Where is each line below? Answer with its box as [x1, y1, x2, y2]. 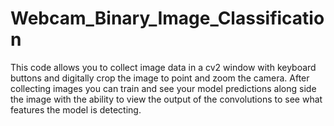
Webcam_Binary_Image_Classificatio [10, 7, 325, 30]
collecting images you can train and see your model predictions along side [10, 82, 317, 94]
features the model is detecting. [10, 103, 142, 116]
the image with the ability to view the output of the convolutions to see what [10, 93, 323, 105]
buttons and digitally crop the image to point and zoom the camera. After [10, 72, 310, 84]
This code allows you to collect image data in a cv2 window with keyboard [10, 61, 317, 73]
